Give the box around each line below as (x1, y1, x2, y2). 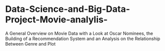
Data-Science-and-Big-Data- (5, 3, 130, 15)
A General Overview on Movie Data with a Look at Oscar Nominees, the (5, 30, 153, 36)
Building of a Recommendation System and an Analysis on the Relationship (5, 36, 160, 42)
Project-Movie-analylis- (5, 14, 108, 25)
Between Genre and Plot (5, 41, 56, 47)
